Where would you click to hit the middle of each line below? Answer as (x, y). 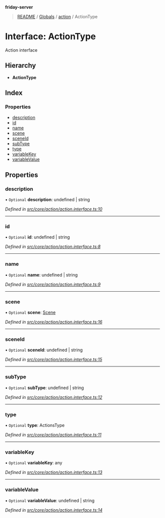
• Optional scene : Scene (30, 312)
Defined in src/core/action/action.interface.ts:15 (54, 360)
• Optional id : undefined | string (38, 237)
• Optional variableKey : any (34, 463)
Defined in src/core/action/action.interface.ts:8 (53, 247)
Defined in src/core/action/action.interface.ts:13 (54, 472)
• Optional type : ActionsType (35, 425)
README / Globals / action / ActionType (57, 16)
